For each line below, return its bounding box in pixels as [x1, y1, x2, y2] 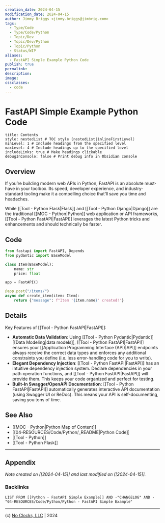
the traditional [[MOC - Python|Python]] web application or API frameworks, [5, 211, 159, 217]
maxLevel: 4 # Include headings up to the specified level [5, 145, 129, 150]
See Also [5, 411, 33, 419]
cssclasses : [5, 80, 29, 85]
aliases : [5, 53, 23, 58]
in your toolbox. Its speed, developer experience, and [16, 186, 124, 192]
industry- [125, 186, 144, 192]
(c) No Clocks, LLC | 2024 [5, 512, 58, 518]
